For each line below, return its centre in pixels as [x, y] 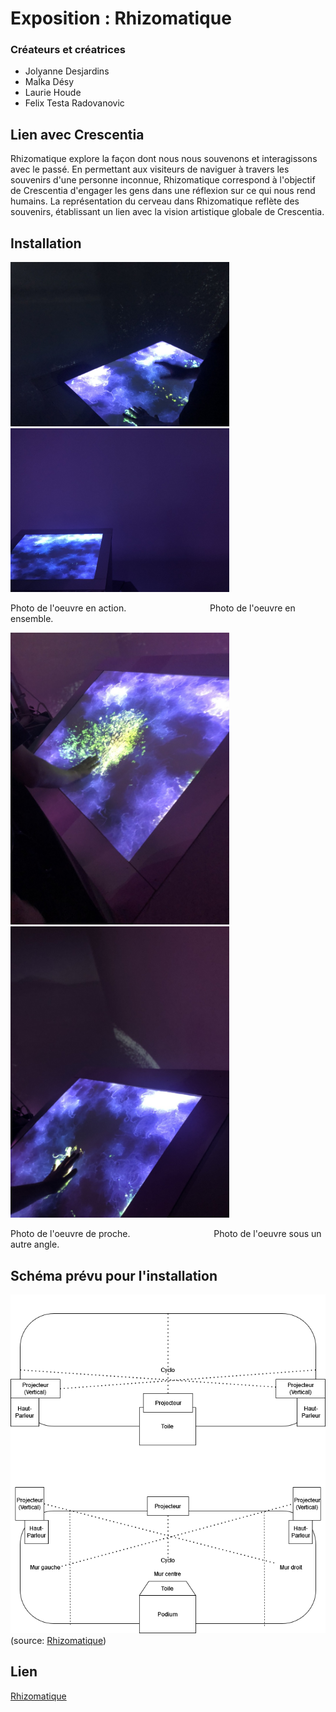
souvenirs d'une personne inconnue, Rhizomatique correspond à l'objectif [163, 180]
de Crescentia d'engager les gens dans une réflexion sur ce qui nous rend [163, 191]
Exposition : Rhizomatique [121, 18]
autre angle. [35, 1244]
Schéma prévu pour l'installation [114, 1275]
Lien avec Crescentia [77, 134]
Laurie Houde [53, 93]
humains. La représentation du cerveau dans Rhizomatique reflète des [155, 201]
